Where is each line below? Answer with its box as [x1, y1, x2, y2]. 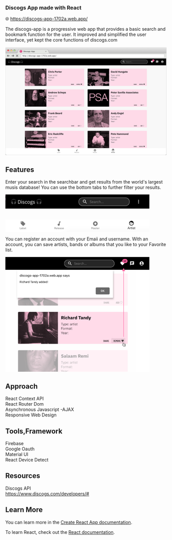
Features [5, 165, 34, 174]
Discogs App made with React [5, 4, 82, 11]
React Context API [5, 395, 44, 402]
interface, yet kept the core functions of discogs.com [5, 37, 118, 43]
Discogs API [5, 485, 31, 491]
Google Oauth [5, 446, 35, 452]
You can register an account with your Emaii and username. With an [5, 235, 148, 242]
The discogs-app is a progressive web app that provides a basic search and [5, 26, 166, 32]
